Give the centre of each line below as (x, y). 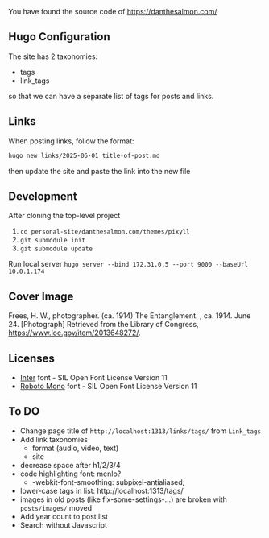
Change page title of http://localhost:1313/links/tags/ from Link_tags (141, 431)
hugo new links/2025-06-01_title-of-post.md (84, 155)
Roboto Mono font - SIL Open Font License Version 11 (108, 386)
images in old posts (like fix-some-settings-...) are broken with (124, 499)
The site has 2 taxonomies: (53, 56)
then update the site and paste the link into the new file (99, 171)
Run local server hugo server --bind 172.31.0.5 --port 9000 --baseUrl (128, 264)
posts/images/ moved (56, 507)
